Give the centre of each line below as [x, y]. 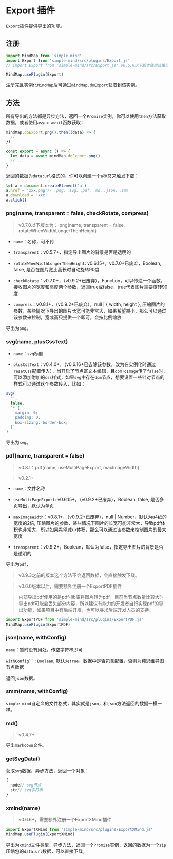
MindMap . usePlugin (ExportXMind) [40, 834]
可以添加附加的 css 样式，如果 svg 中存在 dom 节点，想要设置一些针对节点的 [89, 377]
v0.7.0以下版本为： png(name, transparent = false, [72, 225]
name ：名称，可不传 [34, 241]
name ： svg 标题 [28, 354]
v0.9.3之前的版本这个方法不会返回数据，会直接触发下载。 [79, 575]
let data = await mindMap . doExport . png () [55, 156]
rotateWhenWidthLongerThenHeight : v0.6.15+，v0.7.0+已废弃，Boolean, [87, 263]
